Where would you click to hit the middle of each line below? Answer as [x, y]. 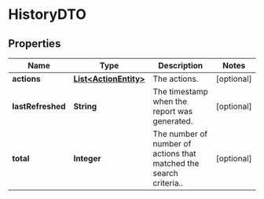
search [165, 173]
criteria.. [168, 183]
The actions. [176, 79]
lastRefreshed [39, 106]
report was [173, 111]
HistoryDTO [47, 15]
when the [170, 101]
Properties [35, 44]
